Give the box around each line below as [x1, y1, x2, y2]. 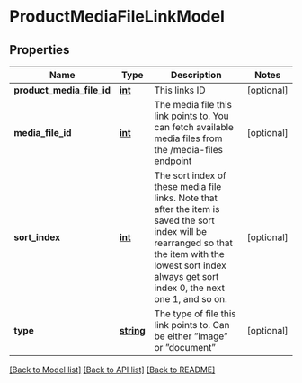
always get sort [154, 271, 219, 282]
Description [170, 69, 222, 81]
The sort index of [154, 169, 226, 182]
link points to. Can [154, 319, 230, 331]
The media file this [154, 99, 232, 111]
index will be [154, 226, 208, 237]
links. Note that [154, 191, 218, 204]
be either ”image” [154, 330, 228, 343]
